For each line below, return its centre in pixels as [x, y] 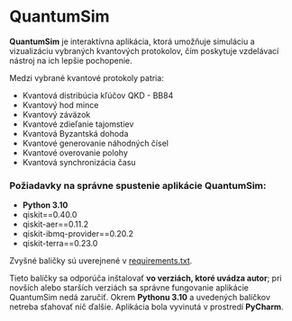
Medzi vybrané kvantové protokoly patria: [87, 77]
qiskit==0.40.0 [50, 215]
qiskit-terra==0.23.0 [60, 244]
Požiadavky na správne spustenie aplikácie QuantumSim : [138, 185]
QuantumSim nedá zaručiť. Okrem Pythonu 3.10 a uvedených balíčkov [140, 298]
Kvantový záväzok [56, 114]
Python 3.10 [45, 205]
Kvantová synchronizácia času [79, 162]
